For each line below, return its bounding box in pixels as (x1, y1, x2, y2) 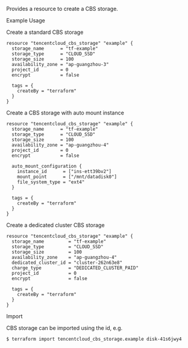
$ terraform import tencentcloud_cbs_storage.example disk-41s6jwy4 (6, 336, 182, 342)
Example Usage (6, 17, 45, 24)
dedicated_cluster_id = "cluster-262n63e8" (11, 260, 122, 266)
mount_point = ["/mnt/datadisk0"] (17, 174, 117, 180)
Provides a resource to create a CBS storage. (6, 5, 119, 12)
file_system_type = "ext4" (17, 179, 85, 185)
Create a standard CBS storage (6, 28, 84, 36)
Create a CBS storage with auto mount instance (6, 109, 125, 116)
